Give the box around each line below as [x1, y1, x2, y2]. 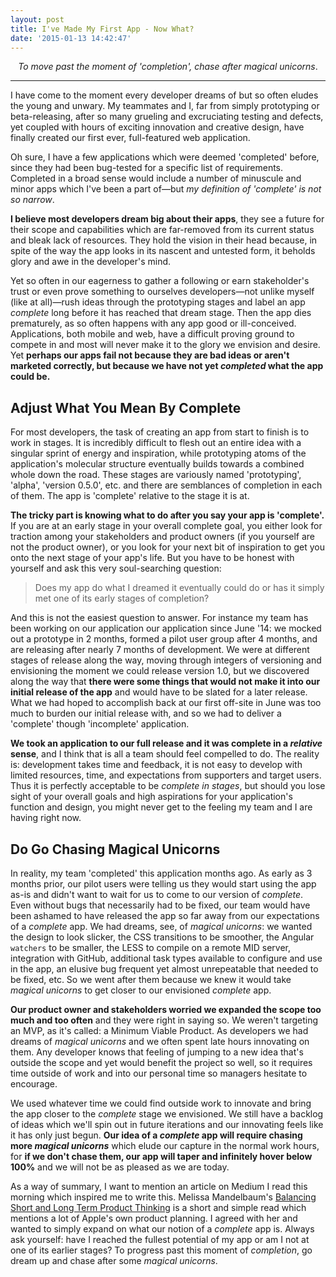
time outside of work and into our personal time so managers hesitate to [10, 1067, 308, 1079]
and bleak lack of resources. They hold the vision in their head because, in [10, 234, 318, 246]
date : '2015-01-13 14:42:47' [10, 33, 132, 43]
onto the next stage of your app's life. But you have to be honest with [10, 552, 295, 564]
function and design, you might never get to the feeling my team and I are [10, 801, 313, 813]
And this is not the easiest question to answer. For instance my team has [10, 612, 309, 624]
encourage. [10, 1078, 58, 1090]
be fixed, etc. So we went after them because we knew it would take [10, 974, 292, 985]
